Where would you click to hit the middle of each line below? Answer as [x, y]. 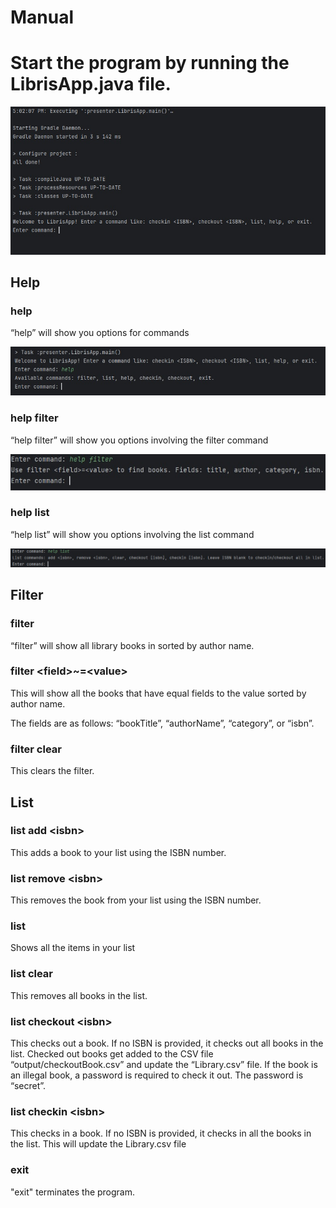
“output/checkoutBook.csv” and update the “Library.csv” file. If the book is [164, 1064]
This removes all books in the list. [79, 995]
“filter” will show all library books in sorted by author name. [132, 645]
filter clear [36, 749]
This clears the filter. [52, 771]
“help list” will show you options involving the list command [132, 534]
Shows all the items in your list [73, 948]
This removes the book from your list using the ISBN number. [136, 900]
